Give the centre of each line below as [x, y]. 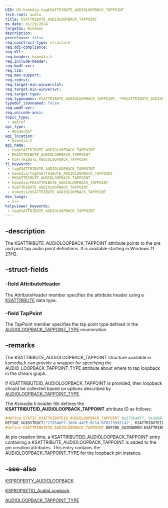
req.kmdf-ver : [20, 66]
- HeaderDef [20, 131]
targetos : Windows [24, 29]
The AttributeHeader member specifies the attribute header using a [74, 295]
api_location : [20, 136]
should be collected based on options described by [58, 388]
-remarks [20, 345]
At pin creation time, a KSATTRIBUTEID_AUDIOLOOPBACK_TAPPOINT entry [83, 437]
